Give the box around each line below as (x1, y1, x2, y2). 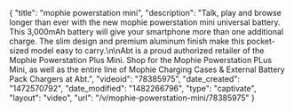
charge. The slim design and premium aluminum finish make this (9, 36, 245, 46)
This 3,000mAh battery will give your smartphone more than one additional (9, 27, 284, 36)
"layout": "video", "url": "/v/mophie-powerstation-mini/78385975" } (9, 92, 255, 103)
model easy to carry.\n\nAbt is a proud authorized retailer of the (30, 45, 265, 56)
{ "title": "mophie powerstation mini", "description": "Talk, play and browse (9, 8, 282, 18)
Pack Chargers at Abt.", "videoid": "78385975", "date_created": (9, 74, 240, 84)
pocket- (246, 36, 275, 46)
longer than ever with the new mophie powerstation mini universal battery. (9, 17, 282, 28)
